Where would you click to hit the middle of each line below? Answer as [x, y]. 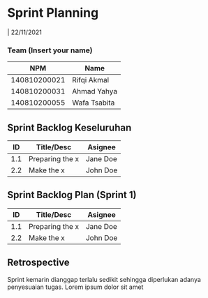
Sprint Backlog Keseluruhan [69, 127]
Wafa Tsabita [94, 103]
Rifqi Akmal [91, 80]
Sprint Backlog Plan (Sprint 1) [72, 195]
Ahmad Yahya [95, 91]
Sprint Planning [53, 13]
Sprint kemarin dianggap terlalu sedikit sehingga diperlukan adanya [104, 279]
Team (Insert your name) [50, 50]
